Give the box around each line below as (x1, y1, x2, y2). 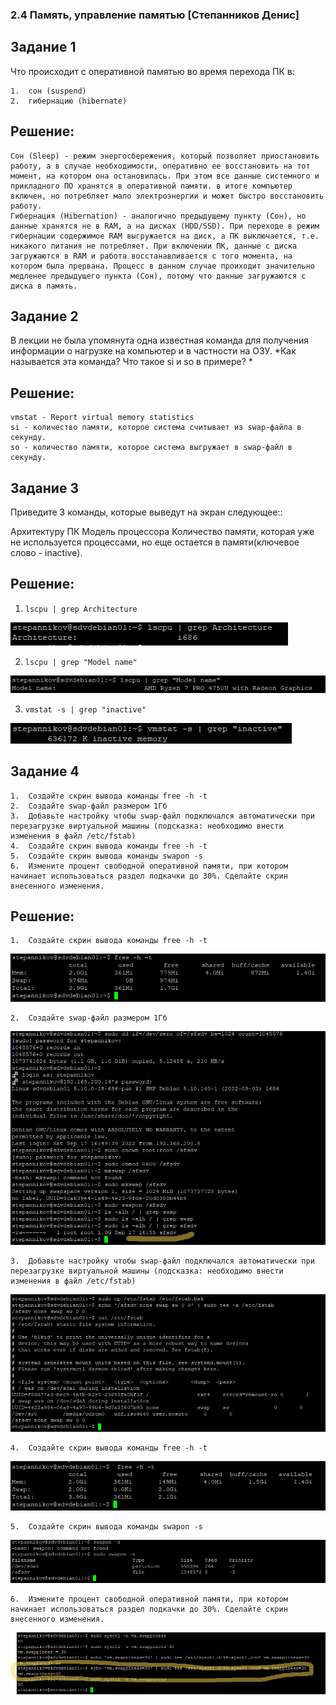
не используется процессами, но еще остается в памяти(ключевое (10, 536, 300, 548)
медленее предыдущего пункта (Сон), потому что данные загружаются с (10, 271, 307, 281)
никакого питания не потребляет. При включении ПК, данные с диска (10, 241, 298, 251)
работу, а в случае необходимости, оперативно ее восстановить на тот (10, 161, 311, 171)
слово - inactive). (10, 546, 83, 558)
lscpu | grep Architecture (24, 604, 138, 614)
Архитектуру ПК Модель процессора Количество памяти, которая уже (10, 525, 315, 537)
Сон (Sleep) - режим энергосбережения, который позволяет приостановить (10, 151, 320, 161)
